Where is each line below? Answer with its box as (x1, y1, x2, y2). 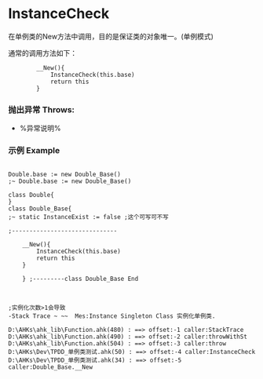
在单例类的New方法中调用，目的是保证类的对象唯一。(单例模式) (8, 31, 214, 41)
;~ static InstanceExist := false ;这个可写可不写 (8, 213, 169, 220)
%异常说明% (19, 123, 61, 133)
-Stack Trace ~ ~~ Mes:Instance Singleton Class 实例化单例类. (8, 312, 216, 320)
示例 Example (8, 145, 60, 156)
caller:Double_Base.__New (8, 363, 93, 371)
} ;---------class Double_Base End (22, 275, 139, 282)
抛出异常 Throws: (8, 104, 75, 115)
